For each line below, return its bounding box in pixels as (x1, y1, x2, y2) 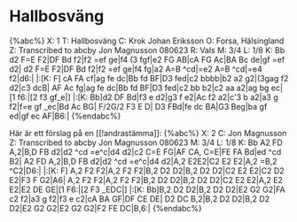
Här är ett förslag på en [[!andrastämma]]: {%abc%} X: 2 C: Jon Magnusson (9, 127, 287, 138)
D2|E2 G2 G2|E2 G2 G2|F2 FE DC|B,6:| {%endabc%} (9, 203, 202, 213)
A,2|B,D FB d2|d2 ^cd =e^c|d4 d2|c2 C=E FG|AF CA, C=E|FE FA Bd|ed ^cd (9, 146, 282, 157)
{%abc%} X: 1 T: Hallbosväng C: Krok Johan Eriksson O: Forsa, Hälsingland (9, 35, 285, 46)
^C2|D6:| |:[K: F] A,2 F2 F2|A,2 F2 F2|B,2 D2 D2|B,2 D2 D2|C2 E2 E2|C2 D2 (9, 165, 285, 176)
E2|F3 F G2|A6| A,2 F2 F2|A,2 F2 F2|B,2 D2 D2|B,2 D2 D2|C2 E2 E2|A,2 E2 (9, 174, 284, 185)
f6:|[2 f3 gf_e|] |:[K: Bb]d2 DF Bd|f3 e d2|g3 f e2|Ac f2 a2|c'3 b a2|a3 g (17, 91, 278, 103)
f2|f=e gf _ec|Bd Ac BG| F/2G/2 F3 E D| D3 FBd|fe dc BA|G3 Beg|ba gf (9, 101, 268, 111)
